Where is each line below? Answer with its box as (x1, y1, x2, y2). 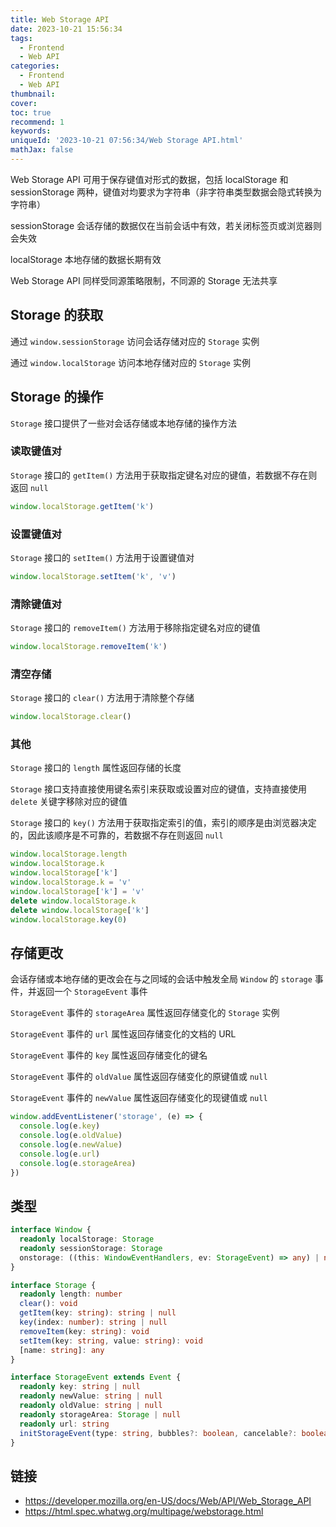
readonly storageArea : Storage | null (19, 1409, 182, 1420)
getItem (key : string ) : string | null (19, 1308, 177, 1318)
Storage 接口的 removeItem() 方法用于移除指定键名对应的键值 (10, 622, 261, 634)
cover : (10, 98, 38, 108)
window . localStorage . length (10, 849, 128, 860)
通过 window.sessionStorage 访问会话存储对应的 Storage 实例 (10, 335, 260, 347)
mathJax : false (10, 145, 74, 155)
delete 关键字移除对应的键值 (10, 796, 128, 808)
